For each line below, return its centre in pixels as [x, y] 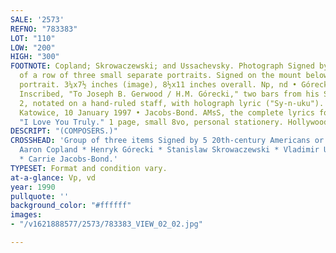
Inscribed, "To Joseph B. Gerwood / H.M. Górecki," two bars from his [169, 94]
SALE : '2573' [37, 19]
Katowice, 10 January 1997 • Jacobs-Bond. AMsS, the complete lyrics [167, 112]
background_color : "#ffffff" [71, 206]
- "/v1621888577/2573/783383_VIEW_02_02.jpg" [106, 224]
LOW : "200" [33, 47]
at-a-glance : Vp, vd [53, 177]
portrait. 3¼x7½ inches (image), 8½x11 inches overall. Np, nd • [158, 85]
